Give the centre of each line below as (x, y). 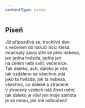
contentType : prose (25, 10)
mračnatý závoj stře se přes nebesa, (43, 52)
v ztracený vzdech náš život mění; (40, 90)
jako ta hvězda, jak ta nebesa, (36, 79)
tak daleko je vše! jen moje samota (41, 95)
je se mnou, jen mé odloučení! (36, 100)
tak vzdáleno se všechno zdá (35, 74)
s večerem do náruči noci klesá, (38, 47)
